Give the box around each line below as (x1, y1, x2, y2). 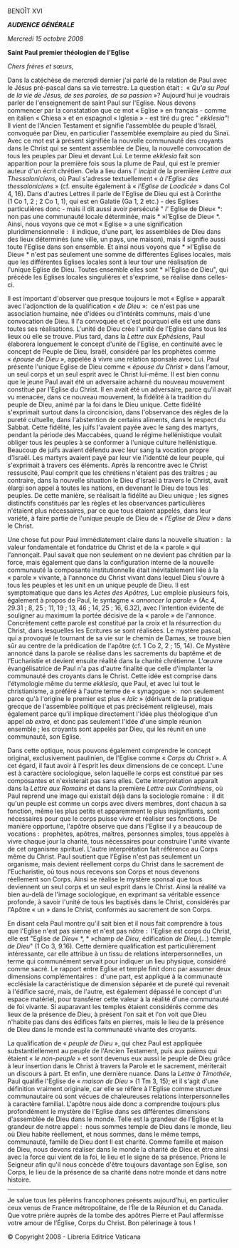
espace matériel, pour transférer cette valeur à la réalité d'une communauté (7, 995, 229, 1003)
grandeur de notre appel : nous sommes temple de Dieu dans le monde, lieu (7, 1122, 232, 1130)
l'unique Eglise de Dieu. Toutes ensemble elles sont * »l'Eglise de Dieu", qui (7, 265, 229, 274)
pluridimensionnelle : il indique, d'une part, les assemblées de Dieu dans (7, 227, 221, 235)
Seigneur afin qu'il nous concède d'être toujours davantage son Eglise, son (7, 1160, 228, 1169)
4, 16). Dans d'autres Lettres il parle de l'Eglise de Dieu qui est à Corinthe (7, 190, 222, 198)
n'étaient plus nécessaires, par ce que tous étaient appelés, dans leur (7, 506, 211, 515)
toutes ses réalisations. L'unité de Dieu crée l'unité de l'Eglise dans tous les (7, 324, 228, 333)
